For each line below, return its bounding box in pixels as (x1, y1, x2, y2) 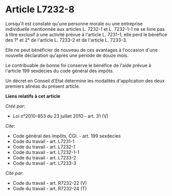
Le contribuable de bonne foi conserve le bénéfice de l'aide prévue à (5, 62, 151, 68)
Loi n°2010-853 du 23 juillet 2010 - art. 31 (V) (12, 113, 109, 119)
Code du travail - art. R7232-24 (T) (12, 185, 87, 191)
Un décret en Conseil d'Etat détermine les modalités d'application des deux (5, 77, 165, 84)
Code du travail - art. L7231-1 (12, 138, 74, 144)
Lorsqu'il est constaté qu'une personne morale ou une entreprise (5, 21, 143, 27)
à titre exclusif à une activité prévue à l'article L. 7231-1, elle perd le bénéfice (5, 31, 167, 37)
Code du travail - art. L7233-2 (12, 154, 77, 161)
